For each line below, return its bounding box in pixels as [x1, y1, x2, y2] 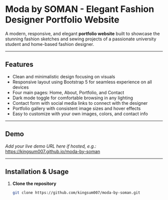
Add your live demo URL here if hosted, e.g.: [5, 143, 96, 149]
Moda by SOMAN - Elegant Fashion [5, 3, 154, 15]
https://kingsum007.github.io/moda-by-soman [5, 148, 100, 154]
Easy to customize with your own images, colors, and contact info [12, 111, 148, 117]
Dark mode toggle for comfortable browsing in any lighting [12, 95, 133, 101]
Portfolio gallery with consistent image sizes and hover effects [12, 105, 141, 111]
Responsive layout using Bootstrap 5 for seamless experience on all [12, 79, 152, 85]
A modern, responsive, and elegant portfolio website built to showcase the [5, 30, 160, 36]
